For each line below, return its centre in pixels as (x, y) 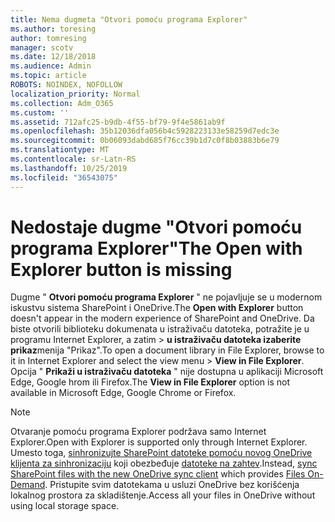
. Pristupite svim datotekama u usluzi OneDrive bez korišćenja (172, 485)
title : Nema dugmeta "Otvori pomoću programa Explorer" (129, 19)
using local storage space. (65, 506)
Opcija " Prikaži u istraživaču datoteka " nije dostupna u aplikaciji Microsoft (167, 372)
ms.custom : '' (40, 112)
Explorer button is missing (121, 269)
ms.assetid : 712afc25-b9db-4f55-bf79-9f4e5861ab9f (118, 122)
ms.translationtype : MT (60, 150)
